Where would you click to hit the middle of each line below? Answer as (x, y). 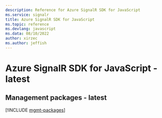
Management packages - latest (56, 98)
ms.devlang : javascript (31, 29)
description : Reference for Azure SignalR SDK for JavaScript (73, 10)
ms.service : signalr (27, 15)
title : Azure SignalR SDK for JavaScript (50, 19)
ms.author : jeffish (26, 43)
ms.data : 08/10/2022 (27, 34)
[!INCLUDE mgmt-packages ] (35, 110)
